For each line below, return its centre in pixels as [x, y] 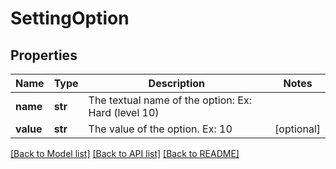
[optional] [297, 129]
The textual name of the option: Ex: [170, 100]
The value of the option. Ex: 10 [160, 129]
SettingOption [70, 18]
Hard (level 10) [124, 112]
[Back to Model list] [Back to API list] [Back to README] [125, 153]
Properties [44, 55]
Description [177, 83]
